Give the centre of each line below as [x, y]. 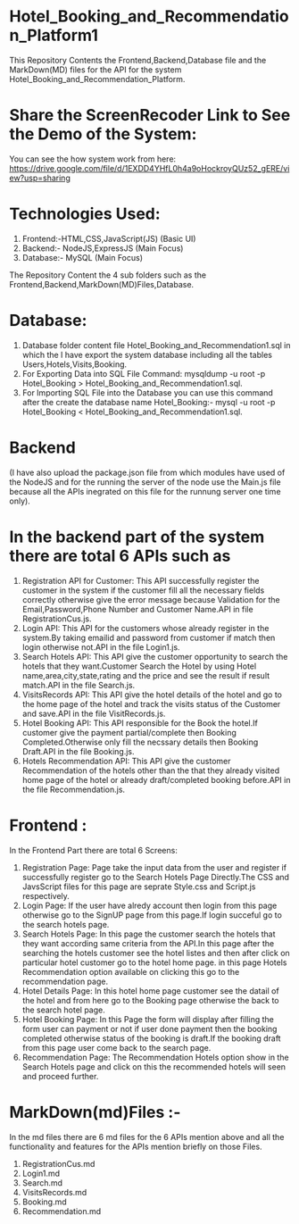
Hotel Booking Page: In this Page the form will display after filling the [148, 1019]
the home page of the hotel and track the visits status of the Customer [151, 704]
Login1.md [41, 1173]
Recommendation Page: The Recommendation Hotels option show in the [155, 1057]
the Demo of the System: [103, 134]
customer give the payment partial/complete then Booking [129, 732]
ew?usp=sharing [40, 178]
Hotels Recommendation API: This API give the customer [126, 761]
